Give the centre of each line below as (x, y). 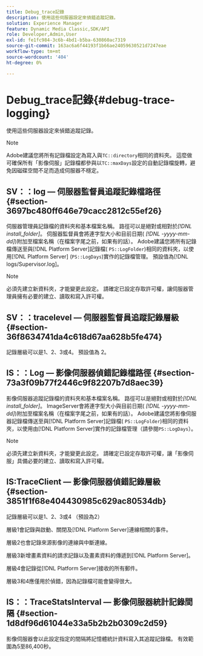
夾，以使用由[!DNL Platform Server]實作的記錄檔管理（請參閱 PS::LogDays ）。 (101, 428)
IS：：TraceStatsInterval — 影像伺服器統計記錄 (95, 602)
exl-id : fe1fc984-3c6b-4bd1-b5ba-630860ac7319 (66, 40)
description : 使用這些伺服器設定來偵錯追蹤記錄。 (62, 18)
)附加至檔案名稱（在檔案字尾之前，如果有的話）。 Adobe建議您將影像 (100, 413)
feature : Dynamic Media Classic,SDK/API (58, 29)
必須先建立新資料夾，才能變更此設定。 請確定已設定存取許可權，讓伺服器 (97, 289)
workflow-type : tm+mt (34, 52)
